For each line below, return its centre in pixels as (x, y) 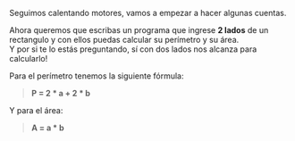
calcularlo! (29, 58)
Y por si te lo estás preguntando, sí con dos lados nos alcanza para (133, 49)
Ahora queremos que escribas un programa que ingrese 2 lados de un (139, 30)
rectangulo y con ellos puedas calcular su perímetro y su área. (124, 40)
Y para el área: (36, 110)
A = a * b (47, 128)
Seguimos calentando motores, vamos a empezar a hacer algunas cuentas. (148, 13)
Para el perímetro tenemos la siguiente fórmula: (97, 76)
